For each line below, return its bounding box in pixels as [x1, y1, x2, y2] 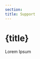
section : [5, 7, 23, 12]
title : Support [5, 12, 36, 17]
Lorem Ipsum [5, 49, 31, 55]
